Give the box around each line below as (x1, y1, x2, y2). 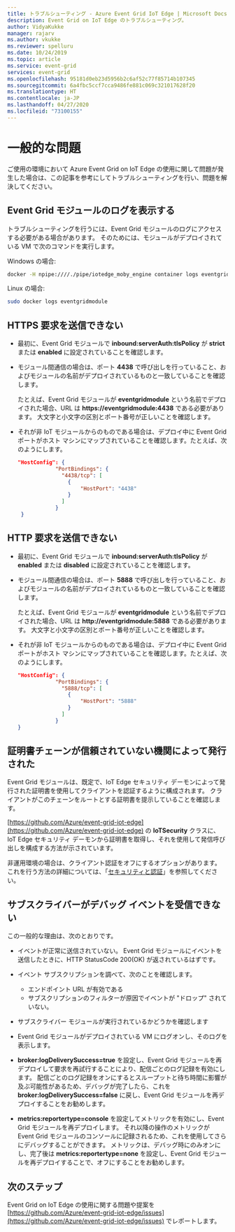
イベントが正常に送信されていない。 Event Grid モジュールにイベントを (17, 947, 222, 955)
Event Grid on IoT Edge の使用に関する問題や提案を (7, 1201, 155, 1209)
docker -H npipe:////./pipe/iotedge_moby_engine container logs (7, 271, 199, 278)
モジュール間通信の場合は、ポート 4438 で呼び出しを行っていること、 (17, 363, 220, 371)
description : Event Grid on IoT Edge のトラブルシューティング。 (7, 17, 187, 24)
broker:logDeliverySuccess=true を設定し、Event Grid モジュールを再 (17, 1056, 222, 1064)
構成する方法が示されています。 (25, 844, 117, 852)
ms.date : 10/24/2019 (7, 50, 68, 57)
